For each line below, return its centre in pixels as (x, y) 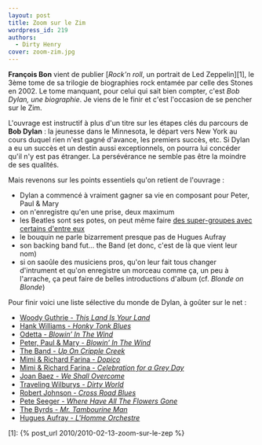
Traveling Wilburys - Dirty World (71, 384)
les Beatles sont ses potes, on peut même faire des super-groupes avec (136, 220)
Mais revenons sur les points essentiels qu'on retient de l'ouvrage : (116, 180)
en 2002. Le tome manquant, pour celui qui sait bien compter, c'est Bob (124, 91)
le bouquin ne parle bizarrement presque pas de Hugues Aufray (122, 237)
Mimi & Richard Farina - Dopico (70, 359)
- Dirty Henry (38, 45)
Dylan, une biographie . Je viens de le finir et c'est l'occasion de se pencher (130, 99)
